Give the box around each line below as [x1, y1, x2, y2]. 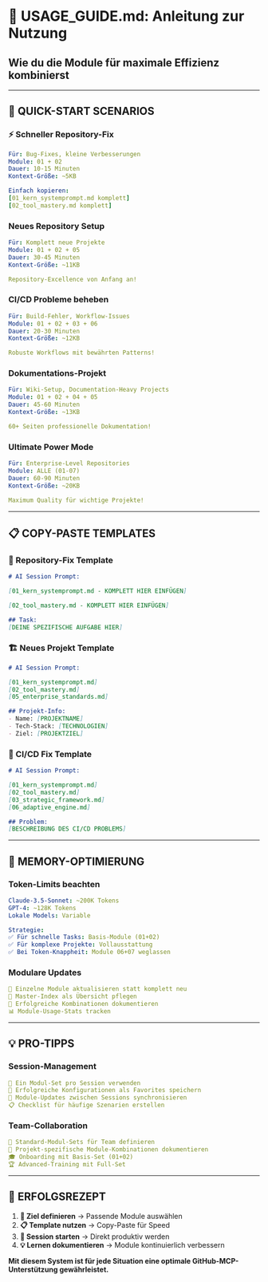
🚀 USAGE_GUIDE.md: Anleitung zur [8, 7, 245, 26]
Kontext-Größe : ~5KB [8, 172, 77, 180]
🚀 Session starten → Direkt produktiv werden [19, 1232, 170, 1241]
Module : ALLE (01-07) [8, 467, 81, 475]
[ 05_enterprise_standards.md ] [8, 693, 109, 701]
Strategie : [8, 925, 45, 934]
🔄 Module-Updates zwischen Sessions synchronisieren [8, 1094, 187, 1102]
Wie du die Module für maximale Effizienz [8, 56, 220, 69]
